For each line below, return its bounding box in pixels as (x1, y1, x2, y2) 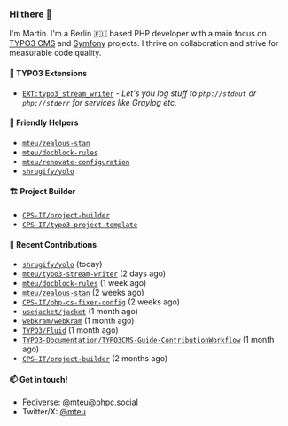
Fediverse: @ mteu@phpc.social (21, 397, 139, 407)
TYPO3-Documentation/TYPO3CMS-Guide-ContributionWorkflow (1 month (21, 335, 275, 345)
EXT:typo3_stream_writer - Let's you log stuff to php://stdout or (21, 88, 257, 99)
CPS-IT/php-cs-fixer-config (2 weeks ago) (21, 296, 180, 307)
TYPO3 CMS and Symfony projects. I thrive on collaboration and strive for (9, 38, 279, 49)
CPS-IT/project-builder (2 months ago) (21, 353, 168, 364)
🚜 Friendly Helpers (9, 117, 79, 128)
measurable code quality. (9, 48, 102, 59)
